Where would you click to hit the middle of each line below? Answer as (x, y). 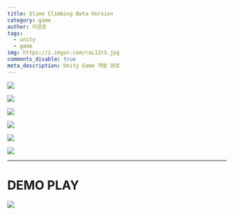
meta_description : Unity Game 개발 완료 (64, 66)
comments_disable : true (42, 59)
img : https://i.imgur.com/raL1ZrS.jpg (63, 53)
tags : (15, 33)
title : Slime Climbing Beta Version (60, 14)
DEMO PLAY (43, 185)
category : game (29, 20)
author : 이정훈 (27, 27)
